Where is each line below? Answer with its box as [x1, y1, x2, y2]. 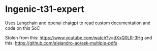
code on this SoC [5, 25, 40, 31]
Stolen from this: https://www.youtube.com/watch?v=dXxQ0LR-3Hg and [5, 35, 153, 41]
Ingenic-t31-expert [5, 3, 85, 15]
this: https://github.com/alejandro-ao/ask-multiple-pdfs [5, 40, 118, 46]
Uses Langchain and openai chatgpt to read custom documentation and [5, 20, 151, 26]
